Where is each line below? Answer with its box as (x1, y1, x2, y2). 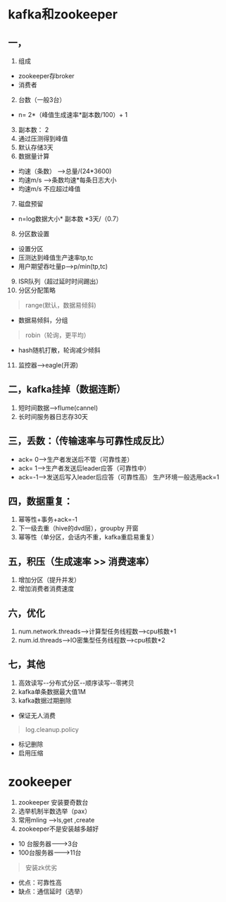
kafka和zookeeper (8, 6, 118, 23)
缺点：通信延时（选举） (18, 886, 87, 896)
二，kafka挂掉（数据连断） (8, 384, 126, 396)
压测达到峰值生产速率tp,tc (18, 253, 94, 262)
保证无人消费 (18, 711, 56, 719)
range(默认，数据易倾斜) (25, 301, 97, 309)
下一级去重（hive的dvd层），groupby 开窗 (18, 524, 139, 532)
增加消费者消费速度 (18, 585, 75, 593)
